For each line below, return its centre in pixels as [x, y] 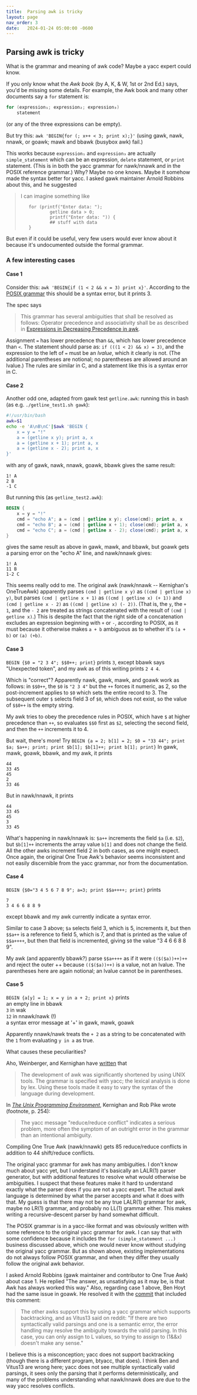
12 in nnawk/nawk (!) [31, 1016]
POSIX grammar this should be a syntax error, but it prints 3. [79, 294]
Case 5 [15, 985]
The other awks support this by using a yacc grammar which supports [106, 1311]
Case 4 [15, 876]
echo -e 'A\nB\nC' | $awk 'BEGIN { [47, 426]
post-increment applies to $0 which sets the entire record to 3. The [87, 692]
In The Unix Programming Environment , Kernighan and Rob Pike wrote [91, 1105]
